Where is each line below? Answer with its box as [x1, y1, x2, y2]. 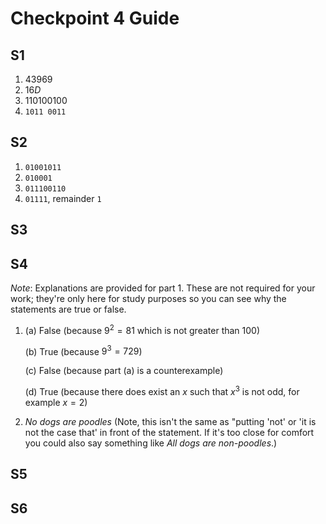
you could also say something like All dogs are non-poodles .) [24, 437, 278, 449]
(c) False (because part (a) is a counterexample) [24, 365, 224, 377]
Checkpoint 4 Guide [10, 7, 180, 30]
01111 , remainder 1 [24, 192, 102, 204]
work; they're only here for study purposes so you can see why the [10, 293, 287, 305]
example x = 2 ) [24, 396, 88, 408]
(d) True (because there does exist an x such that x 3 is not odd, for [24, 384, 300, 397]
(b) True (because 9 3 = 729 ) [24, 343, 143, 357]
